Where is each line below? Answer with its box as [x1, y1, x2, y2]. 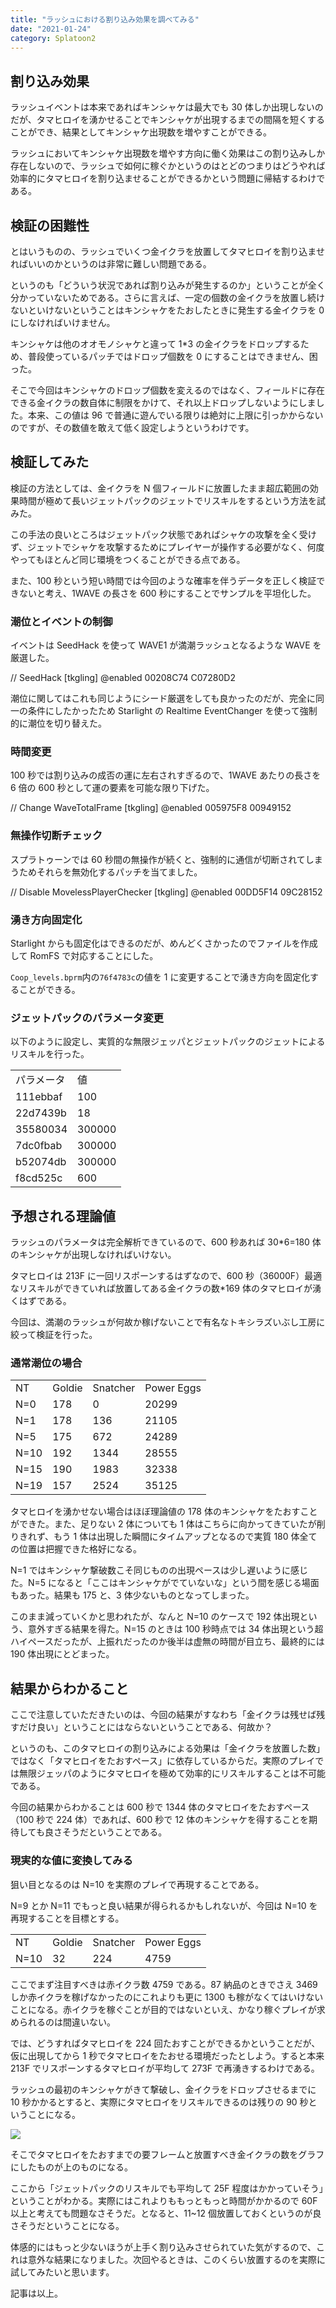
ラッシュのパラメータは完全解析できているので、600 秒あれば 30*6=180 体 [10, 1236, 322, 1248]
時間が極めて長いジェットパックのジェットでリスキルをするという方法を [18, 494, 317, 506]
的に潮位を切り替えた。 [10, 717, 107, 730]
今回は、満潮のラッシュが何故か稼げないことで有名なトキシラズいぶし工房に [10, 1316, 326, 1328]
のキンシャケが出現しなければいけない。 [10, 1249, 177, 1261]
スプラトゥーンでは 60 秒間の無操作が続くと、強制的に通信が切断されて [10, 853, 306, 865]
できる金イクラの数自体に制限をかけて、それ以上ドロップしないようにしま [10, 397, 317, 408]
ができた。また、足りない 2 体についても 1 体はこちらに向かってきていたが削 [10, 1518, 326, 1530]
